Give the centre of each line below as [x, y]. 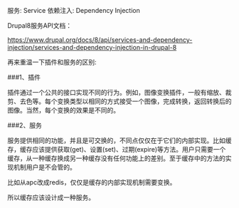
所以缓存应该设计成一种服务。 [51, 197]
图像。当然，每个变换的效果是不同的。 [63, 110]
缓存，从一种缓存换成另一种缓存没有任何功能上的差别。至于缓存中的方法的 [116, 158]
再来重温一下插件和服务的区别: [52, 62]
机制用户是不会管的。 [44, 167]
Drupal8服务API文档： [40, 26]
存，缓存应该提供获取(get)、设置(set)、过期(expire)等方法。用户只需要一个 [117, 149]
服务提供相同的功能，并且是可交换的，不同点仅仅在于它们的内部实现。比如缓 [119, 140]
